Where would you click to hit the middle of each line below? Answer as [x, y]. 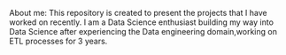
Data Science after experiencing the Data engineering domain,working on [143, 31]
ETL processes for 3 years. [58, 41]
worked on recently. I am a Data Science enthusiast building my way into [142, 22]
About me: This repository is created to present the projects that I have [138, 13]
